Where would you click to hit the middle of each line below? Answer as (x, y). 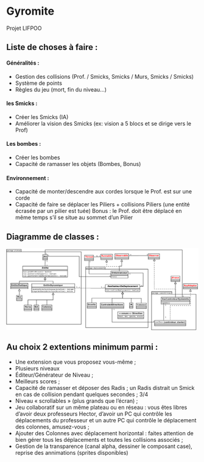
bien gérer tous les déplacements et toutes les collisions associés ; (99, 439)
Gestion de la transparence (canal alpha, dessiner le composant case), (104, 446)
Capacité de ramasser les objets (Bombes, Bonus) (78, 164)
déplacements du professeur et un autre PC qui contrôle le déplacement (106, 420)
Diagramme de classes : (53, 236)
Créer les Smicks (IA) (42, 117)
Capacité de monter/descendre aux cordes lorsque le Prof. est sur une (104, 192)
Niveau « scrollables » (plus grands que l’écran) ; (76, 400)
